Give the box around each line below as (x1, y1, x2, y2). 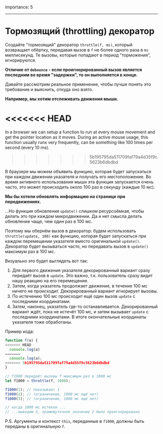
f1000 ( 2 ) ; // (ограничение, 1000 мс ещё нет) (5, 392, 98, 397)
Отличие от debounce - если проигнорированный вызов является (5, 67, 142, 72)
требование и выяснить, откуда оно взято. (5, 86, 94, 92)
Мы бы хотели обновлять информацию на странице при (5, 193, 126, 199)
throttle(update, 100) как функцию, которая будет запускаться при (5, 233, 147, 239)
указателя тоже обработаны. (12, 319, 72, 325)
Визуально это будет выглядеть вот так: (5, 258, 88, 264)
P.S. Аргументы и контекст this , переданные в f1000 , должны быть (5, 418, 145, 424)
